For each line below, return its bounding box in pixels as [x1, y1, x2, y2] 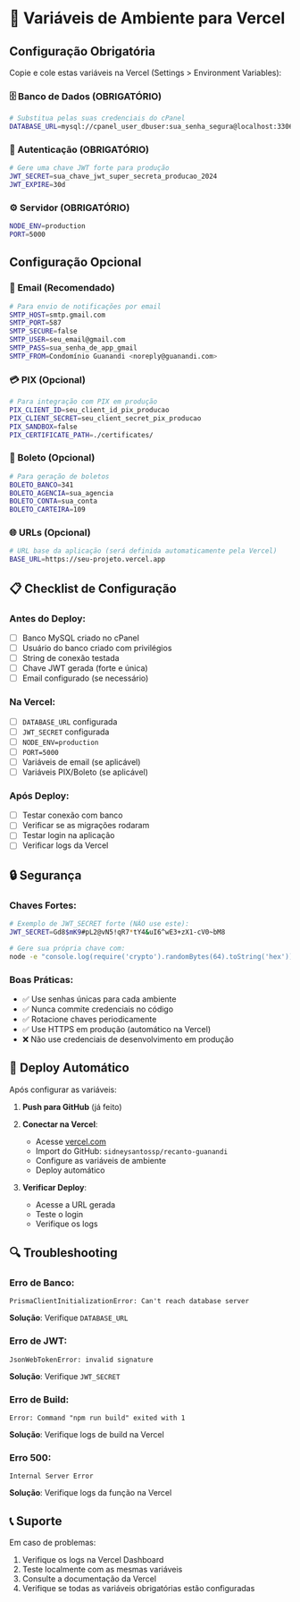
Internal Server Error [9, 1471, 94, 1481]
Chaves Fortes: [9, 899, 78, 911]
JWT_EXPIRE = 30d [9, 181, 66, 190]
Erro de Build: [9, 1393, 70, 1405]
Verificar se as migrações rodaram [21, 820, 150, 831]
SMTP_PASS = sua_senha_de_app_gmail [9, 343, 138, 352]
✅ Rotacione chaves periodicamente [21, 1013, 157, 1024]
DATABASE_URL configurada [21, 716, 118, 727]
